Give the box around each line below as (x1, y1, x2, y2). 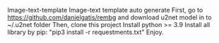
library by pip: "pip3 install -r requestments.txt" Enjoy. (7, 28, 164, 36)
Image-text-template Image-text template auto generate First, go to (7, 6, 203, 14)
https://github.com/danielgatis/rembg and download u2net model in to (7, 13, 212, 21)
